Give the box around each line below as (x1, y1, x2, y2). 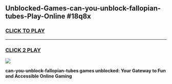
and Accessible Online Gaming (5, 73, 72, 79)
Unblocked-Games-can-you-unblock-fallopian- (5, 4, 161, 13)
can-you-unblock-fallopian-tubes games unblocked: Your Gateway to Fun (5, 67, 166, 73)
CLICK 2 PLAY (5, 46, 41, 53)
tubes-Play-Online (5, 12, 66, 21)
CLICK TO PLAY (5, 27, 45, 35)
